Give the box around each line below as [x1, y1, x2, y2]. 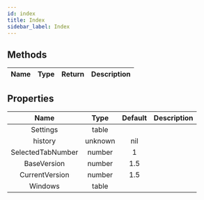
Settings [31, 125, 58, 134]
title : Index [7, 17, 45, 24]
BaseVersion [24, 159, 65, 168]
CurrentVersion [19, 170, 70, 179]
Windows [29, 181, 61, 191]
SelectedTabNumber [10, 147, 79, 157]
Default [121, 113, 148, 122]
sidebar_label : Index [7, 23, 70, 30]
